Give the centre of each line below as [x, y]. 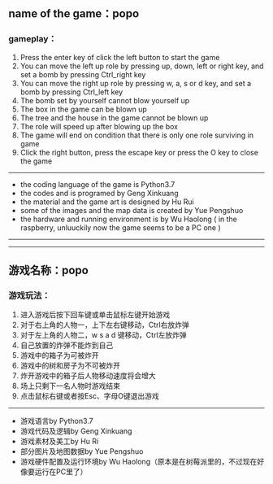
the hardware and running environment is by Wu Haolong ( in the [129, 219]
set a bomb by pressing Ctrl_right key [83, 74]
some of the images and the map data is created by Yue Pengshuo [132, 210]
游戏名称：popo [49, 270]
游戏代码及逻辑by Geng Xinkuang [76, 431]
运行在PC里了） [61, 472]
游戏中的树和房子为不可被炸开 [70, 366]
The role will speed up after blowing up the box [99, 126]
